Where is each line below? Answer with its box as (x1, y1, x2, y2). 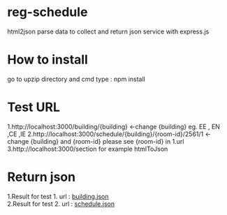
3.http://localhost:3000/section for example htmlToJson (7, 144, 168, 153)
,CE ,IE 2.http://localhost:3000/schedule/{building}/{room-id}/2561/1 (7, 130, 204, 138)
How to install (7, 52, 89, 68)
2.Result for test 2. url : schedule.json (7, 200, 115, 208)
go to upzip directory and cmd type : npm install (7, 75, 145, 83)
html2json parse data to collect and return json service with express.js (7, 27, 210, 36)
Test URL (7, 99, 61, 115)
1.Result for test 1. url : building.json (7, 192, 110, 200)
